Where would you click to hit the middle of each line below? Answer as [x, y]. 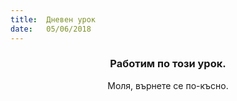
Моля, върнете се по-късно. [168, 85]
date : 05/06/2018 [51, 29]
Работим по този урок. [168, 64]
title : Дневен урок [53, 19]
